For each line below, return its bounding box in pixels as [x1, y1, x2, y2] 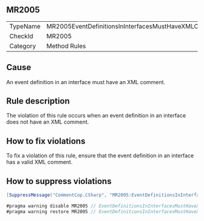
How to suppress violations [6, 176, 112, 186]
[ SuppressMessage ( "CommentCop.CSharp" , [6, 192, 107, 199]
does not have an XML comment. [6, 118, 89, 126]
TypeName [9, 22, 41, 30]
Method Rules [46, 42, 86, 50]
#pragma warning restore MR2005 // [6, 208, 97, 214]
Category [9, 42, 36, 50]
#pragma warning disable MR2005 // [6, 203, 97, 209]
